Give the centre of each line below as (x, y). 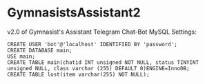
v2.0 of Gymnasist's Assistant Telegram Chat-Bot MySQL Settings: (102, 32)
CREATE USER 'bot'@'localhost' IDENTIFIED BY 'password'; (92, 44)
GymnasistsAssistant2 (74, 13)
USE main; (21, 56)
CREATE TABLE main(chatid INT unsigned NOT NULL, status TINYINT (103, 62)
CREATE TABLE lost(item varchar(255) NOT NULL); (78, 74)
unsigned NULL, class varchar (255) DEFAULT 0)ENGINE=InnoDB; (98, 68)
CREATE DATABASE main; (40, 50)
